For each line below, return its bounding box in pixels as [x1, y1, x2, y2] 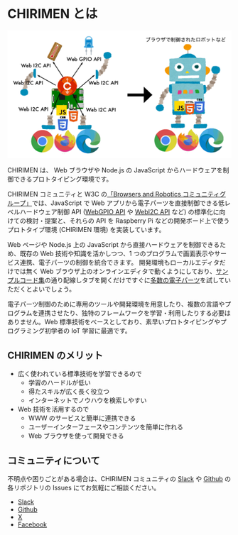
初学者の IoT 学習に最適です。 [44, 326, 131, 335]
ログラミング [7, 326, 45, 335]
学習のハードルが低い [28, 378, 91, 387]
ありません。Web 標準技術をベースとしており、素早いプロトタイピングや [7, 318, 221, 326]
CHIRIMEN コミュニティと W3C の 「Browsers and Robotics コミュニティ [7, 190, 220, 199]
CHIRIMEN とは [7, 6, 98, 22]
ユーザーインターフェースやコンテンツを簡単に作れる [28, 423, 183, 431]
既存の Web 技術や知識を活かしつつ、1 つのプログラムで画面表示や [19, 249, 215, 258]
